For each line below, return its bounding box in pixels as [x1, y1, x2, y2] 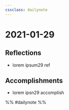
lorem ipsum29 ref [12, 62, 51, 68]
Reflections [5, 48, 42, 57]
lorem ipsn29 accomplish [12, 89, 65, 95]
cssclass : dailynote [5, 7, 48, 12]
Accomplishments [5, 76, 63, 85]
